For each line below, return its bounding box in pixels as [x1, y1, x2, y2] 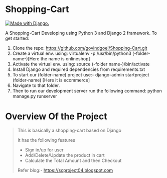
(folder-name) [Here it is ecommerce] [12, 77, 90, 83]
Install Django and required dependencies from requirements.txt [12, 66, 145, 72]
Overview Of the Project [5, 111, 107, 122]
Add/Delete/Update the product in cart [25, 152, 105, 158]
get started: [5, 35, 29, 41]
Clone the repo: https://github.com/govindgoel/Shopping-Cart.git [12, 45, 147, 51]
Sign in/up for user [25, 147, 64, 153]
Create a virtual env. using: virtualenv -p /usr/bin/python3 [12, 50, 131, 56]
